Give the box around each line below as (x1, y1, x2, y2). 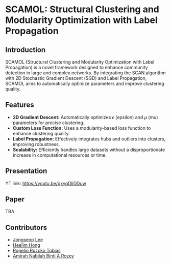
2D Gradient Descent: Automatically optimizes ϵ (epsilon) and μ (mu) (12, 114, 158, 120)
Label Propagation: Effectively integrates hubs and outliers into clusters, (12, 136, 166, 142)
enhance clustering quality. (12, 130, 70, 136)
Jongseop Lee (12, 237, 43, 243)
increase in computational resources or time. (12, 152, 107, 158)
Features (5, 101, 34, 109)
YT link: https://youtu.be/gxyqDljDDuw (5, 180, 87, 186)
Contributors (5, 223, 47, 232)
